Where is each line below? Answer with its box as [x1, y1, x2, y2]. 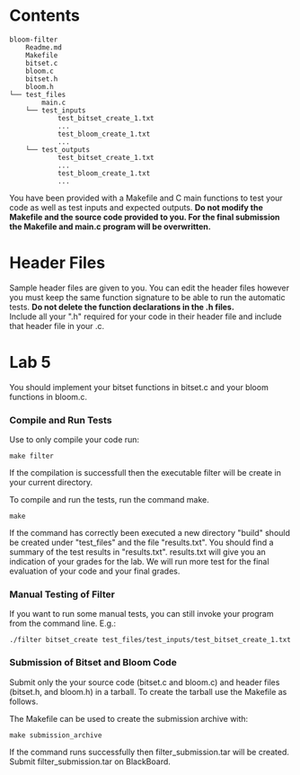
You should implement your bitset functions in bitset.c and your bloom [9, 381, 269, 392]
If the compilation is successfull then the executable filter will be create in [9, 468, 281, 478]
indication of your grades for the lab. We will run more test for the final [9, 557, 269, 567]
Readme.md [25, 42, 63, 52]
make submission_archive [9, 730, 102, 740]
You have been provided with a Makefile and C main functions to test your [9, 192, 283, 203]
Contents [9, 5, 81, 26]
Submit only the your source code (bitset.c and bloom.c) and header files [9, 676, 280, 688]
